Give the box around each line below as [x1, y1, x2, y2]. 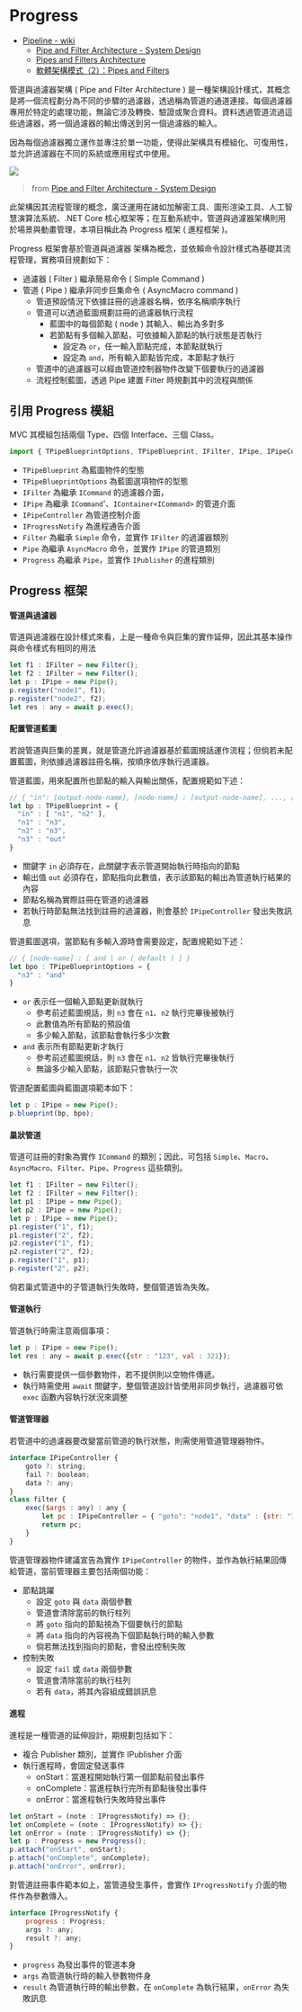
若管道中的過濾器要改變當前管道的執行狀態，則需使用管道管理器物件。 [9, 1436, 270, 1447]
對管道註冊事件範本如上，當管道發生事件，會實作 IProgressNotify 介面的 [9, 1879, 280, 1890]
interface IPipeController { [9, 1454, 119, 1463]
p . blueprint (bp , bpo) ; [9, 1109, 94, 1118]
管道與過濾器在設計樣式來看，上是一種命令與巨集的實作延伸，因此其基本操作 [9, 631, 293, 643]
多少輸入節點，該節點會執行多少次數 [35, 1030, 171, 1041]
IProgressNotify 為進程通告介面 [22, 521, 141, 531]
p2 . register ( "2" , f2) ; [9, 1247, 94, 1257]
